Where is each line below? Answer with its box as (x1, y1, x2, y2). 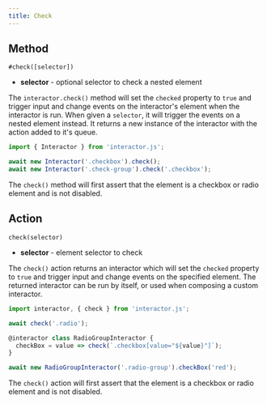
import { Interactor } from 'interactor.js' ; (8, 143, 164, 151)
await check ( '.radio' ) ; (8, 319, 89, 328)
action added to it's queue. (8, 127, 98, 138)
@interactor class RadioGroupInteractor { (8, 333, 154, 342)
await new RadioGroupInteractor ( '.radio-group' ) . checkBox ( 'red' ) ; (8, 363, 237, 372)
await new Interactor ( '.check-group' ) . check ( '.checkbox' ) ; (8, 165, 212, 174)
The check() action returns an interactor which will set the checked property (8, 263, 260, 273)
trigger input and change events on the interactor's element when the (8, 102, 240, 112)
